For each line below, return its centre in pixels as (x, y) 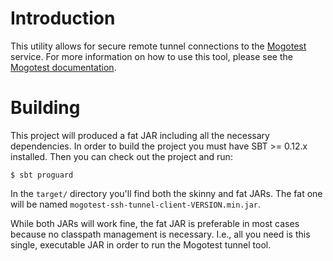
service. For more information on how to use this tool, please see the (151, 56)
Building (45, 108)
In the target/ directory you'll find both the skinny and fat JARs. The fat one (166, 193)
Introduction (63, 18)
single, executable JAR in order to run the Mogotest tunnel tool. (141, 244)
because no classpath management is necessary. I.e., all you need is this (160, 234)
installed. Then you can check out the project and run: (121, 156)
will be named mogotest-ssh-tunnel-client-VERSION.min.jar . (136, 204)
